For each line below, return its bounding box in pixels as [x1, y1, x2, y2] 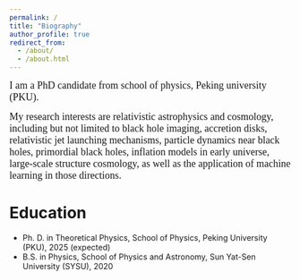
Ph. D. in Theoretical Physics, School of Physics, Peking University [21, 232, 268, 242]
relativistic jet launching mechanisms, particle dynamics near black [9, 134, 280, 146]
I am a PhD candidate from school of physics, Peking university [9, 80, 267, 91]
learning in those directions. [9, 169, 122, 182]
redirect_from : [9, 38, 66, 47]
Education [9, 203, 87, 224]
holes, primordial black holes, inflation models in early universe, [9, 146, 270, 157]
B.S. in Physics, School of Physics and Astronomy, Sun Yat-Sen [21, 251, 257, 262]
